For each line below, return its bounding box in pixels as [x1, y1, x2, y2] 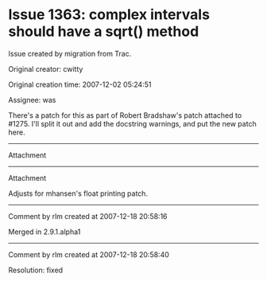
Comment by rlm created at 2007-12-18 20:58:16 [8, 211, 168, 221]
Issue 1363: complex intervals [8, 6, 211, 24]
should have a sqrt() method [8, 22, 199, 41]
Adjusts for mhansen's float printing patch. [8, 189, 149, 198]
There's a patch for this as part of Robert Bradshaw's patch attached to [8, 110, 242, 120]
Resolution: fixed [8, 265, 64, 275]
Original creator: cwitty [8, 64, 83, 73]
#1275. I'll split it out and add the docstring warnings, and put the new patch [8, 119, 257, 128]
